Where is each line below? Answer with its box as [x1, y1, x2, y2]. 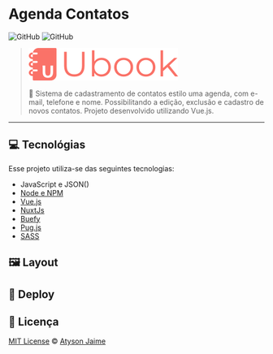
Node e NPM [19, 188, 63, 197]
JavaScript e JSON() [19, 179, 89, 189]
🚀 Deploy [8, 287, 55, 301]
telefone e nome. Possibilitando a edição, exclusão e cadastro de [45, 97, 264, 106]
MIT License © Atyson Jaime [8, 336, 106, 346]
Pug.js [19, 222, 42, 232]
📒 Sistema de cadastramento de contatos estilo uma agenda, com [28, 88, 249, 98]
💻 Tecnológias [8, 138, 86, 152]
